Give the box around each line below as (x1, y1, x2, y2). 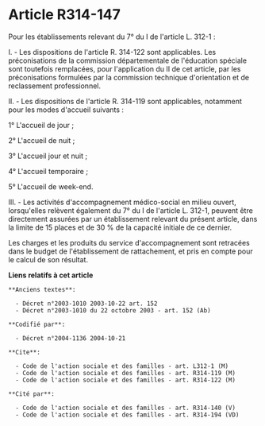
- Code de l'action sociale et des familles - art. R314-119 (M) (15, 369, 236, 377)
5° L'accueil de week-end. (8, 181, 94, 192)
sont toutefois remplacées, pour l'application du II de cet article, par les (8, 64, 241, 73)
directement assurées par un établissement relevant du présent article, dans (8, 214, 258, 223)
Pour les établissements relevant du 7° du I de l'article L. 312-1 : (8, 32, 216, 41)
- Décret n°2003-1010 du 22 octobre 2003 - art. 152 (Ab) (15, 306, 212, 315)
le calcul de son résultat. (8, 254, 89, 264)
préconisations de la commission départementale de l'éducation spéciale (8, 56, 248, 65)
